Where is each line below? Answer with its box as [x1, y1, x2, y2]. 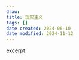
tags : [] [6, 20, 28, 26]
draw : [6, 8, 20, 15]
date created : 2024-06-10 [6, 25, 71, 31]
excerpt [6, 47, 25, 54]
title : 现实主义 [6, 14, 43, 20]
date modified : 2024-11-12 [6, 31, 74, 37]
